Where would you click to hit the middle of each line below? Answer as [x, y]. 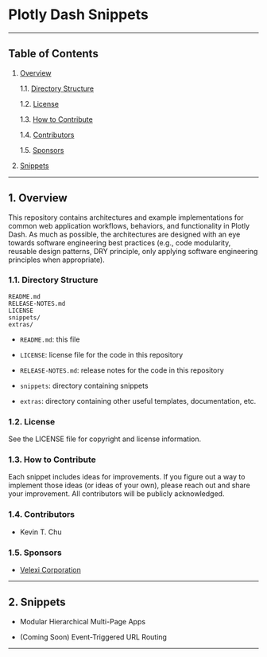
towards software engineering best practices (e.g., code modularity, [120, 242]
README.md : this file [50, 339]
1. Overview [38, 198]
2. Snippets [37, 602]
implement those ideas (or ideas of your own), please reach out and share [129, 485]
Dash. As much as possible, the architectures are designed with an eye [124, 234]
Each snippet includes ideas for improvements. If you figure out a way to [127, 477]
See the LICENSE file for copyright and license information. [105, 439]
